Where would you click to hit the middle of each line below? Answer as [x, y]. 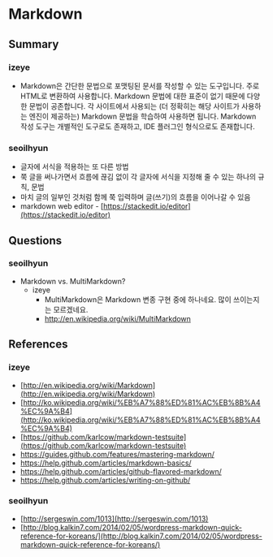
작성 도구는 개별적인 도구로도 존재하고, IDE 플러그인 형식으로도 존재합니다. [137, 126]
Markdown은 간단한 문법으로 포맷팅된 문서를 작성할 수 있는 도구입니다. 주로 [140, 85]
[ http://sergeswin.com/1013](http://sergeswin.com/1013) [114, 518]
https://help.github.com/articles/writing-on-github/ [105, 480]
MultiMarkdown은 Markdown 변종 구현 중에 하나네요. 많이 [138, 299]
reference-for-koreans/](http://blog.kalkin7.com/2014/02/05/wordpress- [141, 536]
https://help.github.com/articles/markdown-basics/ [106, 463]
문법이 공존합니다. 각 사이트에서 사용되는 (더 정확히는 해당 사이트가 [134, 106]
